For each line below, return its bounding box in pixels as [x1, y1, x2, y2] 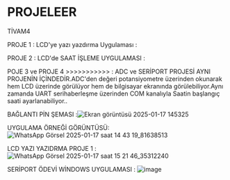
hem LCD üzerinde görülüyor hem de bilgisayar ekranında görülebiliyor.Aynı [7, 82, 224, 90]
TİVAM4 [7, 27, 31, 35]
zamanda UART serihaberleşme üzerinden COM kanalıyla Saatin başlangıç [7, 89, 220, 98]
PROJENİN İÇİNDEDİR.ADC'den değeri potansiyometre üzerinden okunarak [7, 74, 222, 83]
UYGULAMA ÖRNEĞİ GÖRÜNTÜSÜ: [7, 123, 110, 132]
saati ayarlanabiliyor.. [7, 96, 68, 105]
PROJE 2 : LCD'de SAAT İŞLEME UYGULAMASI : [7, 53, 146, 62]
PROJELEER [7, 4, 77, 20]
